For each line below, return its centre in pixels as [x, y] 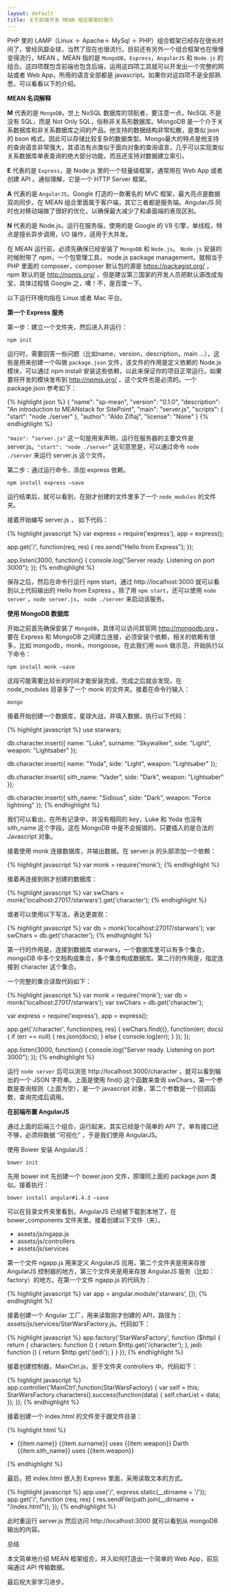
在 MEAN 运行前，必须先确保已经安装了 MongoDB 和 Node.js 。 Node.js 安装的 [114, 248]
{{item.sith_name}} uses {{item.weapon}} [75, 1450]
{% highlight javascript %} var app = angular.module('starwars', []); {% [107, 1293]
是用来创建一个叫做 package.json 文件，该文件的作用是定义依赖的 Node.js [117, 362]
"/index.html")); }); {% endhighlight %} [62, 1506]
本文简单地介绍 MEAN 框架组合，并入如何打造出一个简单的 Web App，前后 [113, 1558]
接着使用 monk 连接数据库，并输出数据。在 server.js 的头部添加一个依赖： [112, 851]
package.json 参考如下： [42, 388]
